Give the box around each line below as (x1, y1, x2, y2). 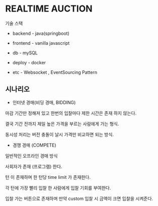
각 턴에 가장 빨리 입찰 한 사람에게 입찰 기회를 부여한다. (5, 184, 111, 191)
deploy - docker (12, 59, 46, 65)
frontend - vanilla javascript (12, 40, 70, 46)
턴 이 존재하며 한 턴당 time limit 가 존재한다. (5, 174, 91, 180)
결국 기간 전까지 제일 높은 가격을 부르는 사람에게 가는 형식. (5, 121, 119, 127)
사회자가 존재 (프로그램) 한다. (5, 163, 62, 169)
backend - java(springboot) (12, 30, 69, 36)
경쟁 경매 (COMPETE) (12, 142, 56, 148)
